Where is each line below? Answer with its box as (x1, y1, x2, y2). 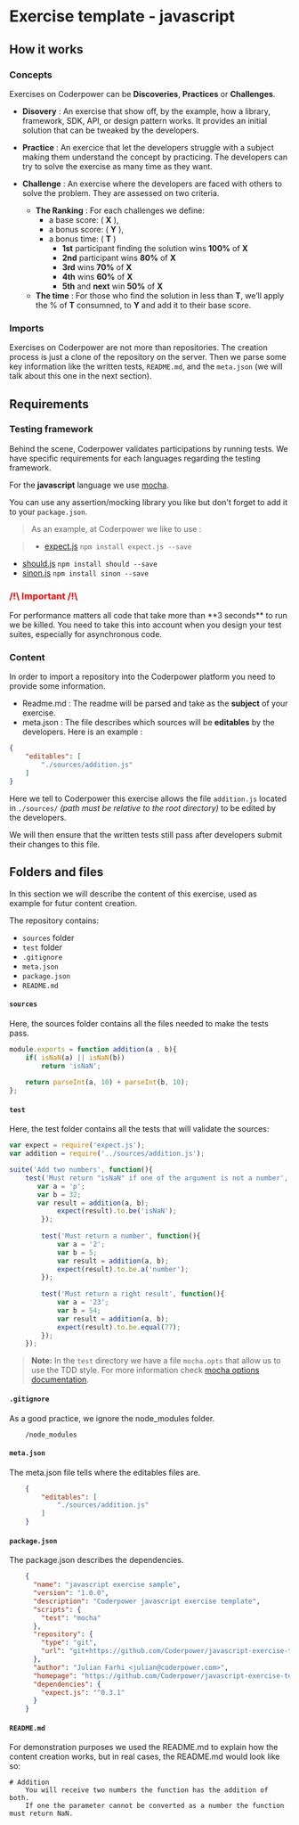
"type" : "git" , (41, 1638, 98, 1648)
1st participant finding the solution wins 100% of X (61, 242, 248, 253)
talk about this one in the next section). (9, 371, 152, 381)
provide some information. (9, 681, 106, 692)
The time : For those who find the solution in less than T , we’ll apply (35, 290, 285, 300)
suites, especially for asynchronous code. (9, 629, 163, 640)
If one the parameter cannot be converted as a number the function (25, 1802, 285, 1811)
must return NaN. (9, 1809, 74, 1819)
